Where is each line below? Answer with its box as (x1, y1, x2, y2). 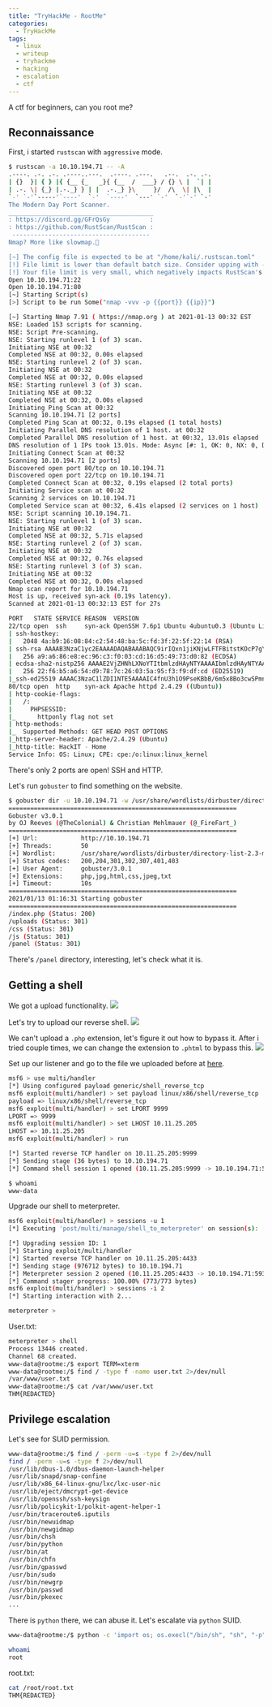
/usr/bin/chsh (8, 1532, 57, 1541)
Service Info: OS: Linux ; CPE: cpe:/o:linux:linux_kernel (8, 750, 208, 758)
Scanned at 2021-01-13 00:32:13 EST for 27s (8, 600, 161, 608)
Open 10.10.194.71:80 (8, 283, 82, 292)
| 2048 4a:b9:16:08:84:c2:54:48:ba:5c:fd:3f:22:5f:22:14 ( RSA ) (8, 637, 233, 646)
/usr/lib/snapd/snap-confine (8, 1472, 107, 1480)
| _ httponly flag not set (8, 712, 114, 721)
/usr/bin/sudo (8, 1571, 57, 1579)
